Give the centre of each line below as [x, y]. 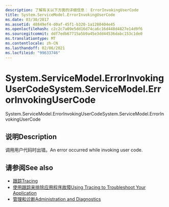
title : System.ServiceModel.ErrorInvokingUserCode [60, 15]
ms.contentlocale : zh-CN [32, 43]
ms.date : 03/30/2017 [27, 19]
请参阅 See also [29, 167]
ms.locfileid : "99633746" [33, 53]
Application [25, 193]
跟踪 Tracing [25, 181]
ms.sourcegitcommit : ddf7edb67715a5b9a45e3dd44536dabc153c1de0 [74, 34]
